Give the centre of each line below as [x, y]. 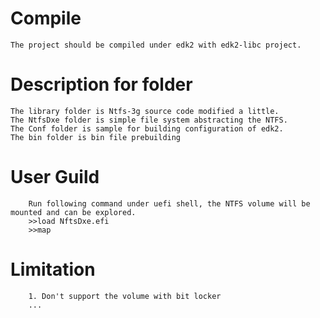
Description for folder [101, 84]
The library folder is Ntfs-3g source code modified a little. [145, 111]
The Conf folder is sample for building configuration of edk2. [147, 128]
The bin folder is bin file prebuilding [96, 137]
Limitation [53, 269]
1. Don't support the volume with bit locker [125, 296]
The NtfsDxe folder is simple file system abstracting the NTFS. [149, 120]
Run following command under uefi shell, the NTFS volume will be [169, 203]
